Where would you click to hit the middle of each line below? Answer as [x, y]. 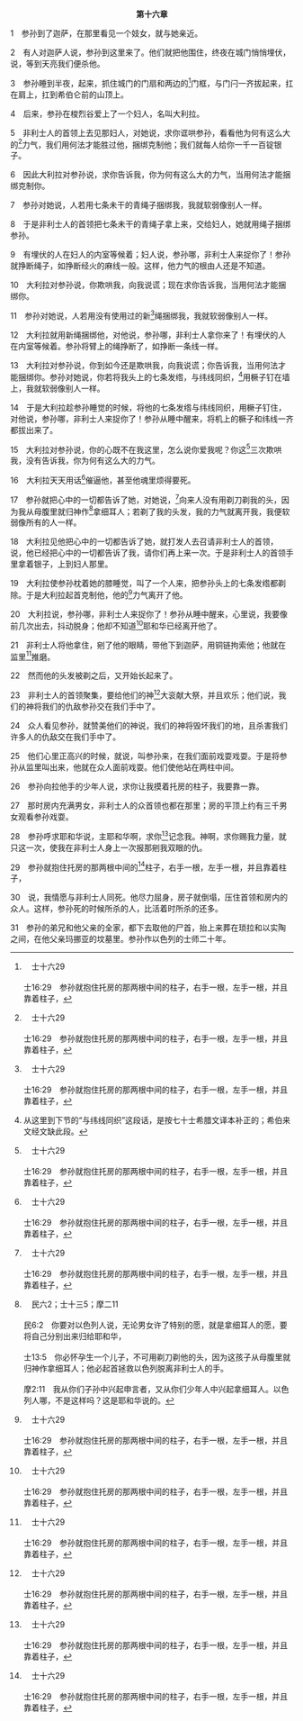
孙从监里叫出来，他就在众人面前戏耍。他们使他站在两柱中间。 [125, 767]
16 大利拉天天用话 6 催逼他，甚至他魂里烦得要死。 [103, 479]
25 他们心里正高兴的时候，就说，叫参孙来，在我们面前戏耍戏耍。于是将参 [149, 756]
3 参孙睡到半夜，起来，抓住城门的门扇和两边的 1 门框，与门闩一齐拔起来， [148, 82]
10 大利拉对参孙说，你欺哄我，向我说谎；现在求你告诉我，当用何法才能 [144, 285]
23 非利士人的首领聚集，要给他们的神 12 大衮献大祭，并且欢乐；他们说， [145, 694]
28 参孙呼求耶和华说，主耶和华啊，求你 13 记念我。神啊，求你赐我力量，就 [148, 835]
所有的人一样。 [53, 522]
